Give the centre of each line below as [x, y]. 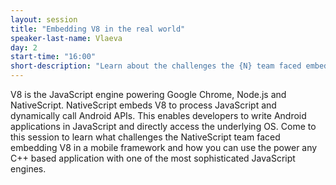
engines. [28, 169]
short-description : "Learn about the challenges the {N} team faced [156, 66]
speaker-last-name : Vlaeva [66, 38]
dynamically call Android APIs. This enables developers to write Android [158, 115]
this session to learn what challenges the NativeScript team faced [145, 137]
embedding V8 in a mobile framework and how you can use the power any [164, 147]
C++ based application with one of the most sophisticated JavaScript [153, 158]
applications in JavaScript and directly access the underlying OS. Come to [163, 126]
